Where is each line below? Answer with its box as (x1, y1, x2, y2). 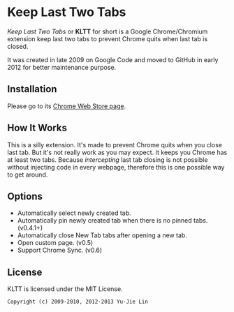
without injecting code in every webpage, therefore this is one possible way (7, 163, 225, 171)
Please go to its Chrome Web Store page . (7, 102, 126, 110)
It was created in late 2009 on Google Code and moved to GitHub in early (7, 55, 219, 64)
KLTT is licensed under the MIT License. (7, 285, 124, 293)
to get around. (7, 170, 48, 179)
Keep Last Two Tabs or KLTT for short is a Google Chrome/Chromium (7, 27, 208, 36)
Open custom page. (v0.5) (17, 239, 94, 247)
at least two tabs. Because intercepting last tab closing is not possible (7, 155, 208, 164)
